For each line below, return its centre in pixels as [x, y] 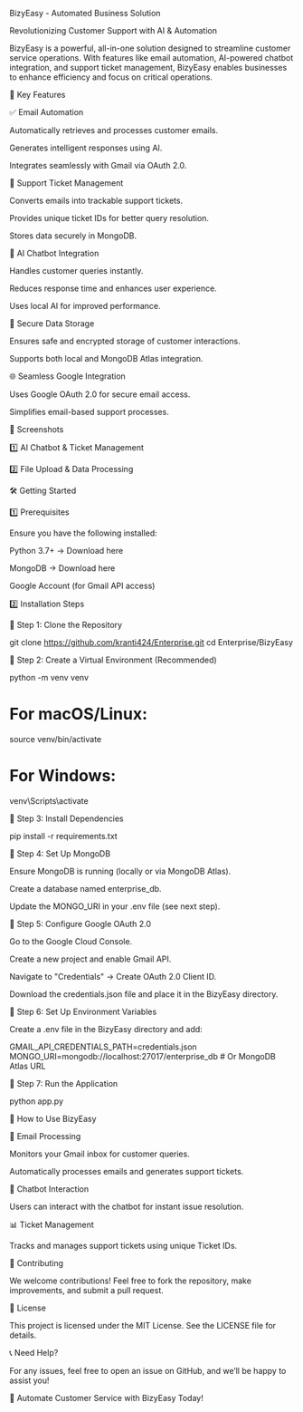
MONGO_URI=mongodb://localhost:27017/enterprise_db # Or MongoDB [142, 1056]
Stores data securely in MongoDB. [73, 236]
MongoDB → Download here [62, 568]
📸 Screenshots [37, 429]
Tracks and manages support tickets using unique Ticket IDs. [123, 1245]
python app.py [37, 1101]
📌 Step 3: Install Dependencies [66, 818]
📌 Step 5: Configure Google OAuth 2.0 [80, 924]
